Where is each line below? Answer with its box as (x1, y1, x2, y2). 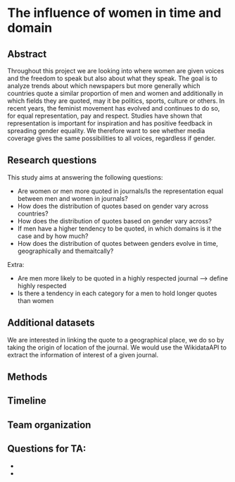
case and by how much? (17, 231, 89, 240)
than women (17, 296, 54, 304)
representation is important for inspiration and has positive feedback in (7, 119, 213, 128)
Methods (7, 371, 48, 383)
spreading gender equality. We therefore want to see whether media (7, 127, 205, 135)
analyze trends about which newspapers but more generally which (7, 82, 201, 89)
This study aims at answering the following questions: (7, 173, 163, 181)
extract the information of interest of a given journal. (7, 350, 159, 359)
